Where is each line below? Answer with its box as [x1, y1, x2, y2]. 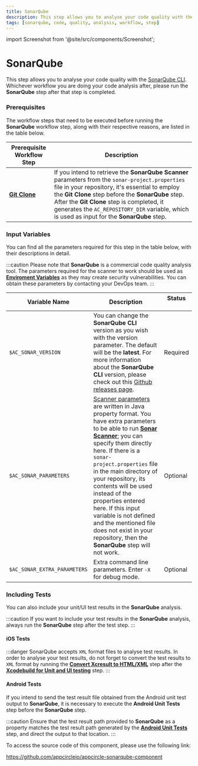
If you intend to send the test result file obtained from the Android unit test [6, 693, 187, 700]
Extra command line [93, 558, 148, 566]
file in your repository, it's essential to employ [54, 182, 180, 191]
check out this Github [93, 377, 153, 386]
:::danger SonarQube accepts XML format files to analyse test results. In [6, 648, 179, 656]
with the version [93, 333, 138, 341]
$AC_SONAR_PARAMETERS [9, 472, 70, 479]
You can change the [93, 311, 149, 320]
